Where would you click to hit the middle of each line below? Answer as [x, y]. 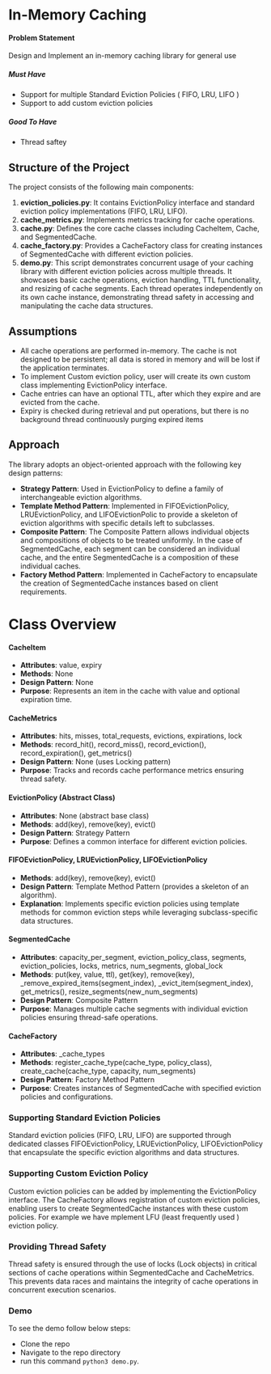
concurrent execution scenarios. [62, 1290]
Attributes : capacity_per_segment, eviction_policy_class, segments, [133, 957]
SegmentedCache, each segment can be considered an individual [130, 548]
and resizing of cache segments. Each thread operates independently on [142, 289]
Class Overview [63, 624]
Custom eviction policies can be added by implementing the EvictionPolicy [133, 1191]
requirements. [43, 591]
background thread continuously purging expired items [112, 419]
